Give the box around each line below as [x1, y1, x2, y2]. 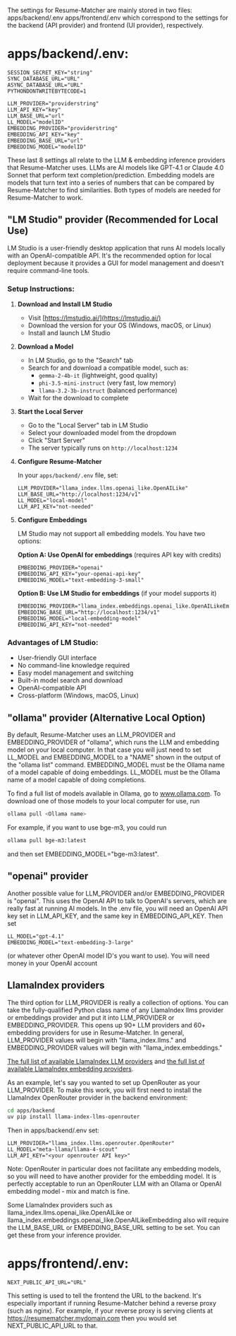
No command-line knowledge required [17, 661, 130, 670]
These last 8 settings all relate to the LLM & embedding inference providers [7, 156, 225, 164]
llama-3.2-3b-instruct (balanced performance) [38, 386, 178, 395]
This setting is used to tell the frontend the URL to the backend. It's [7, 1291, 202, 1300]
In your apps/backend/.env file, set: [17, 471, 118, 480]
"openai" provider [7, 870, 89, 883]
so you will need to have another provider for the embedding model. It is [7, 1172, 217, 1180]
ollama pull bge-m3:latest [7, 837, 87, 844]
